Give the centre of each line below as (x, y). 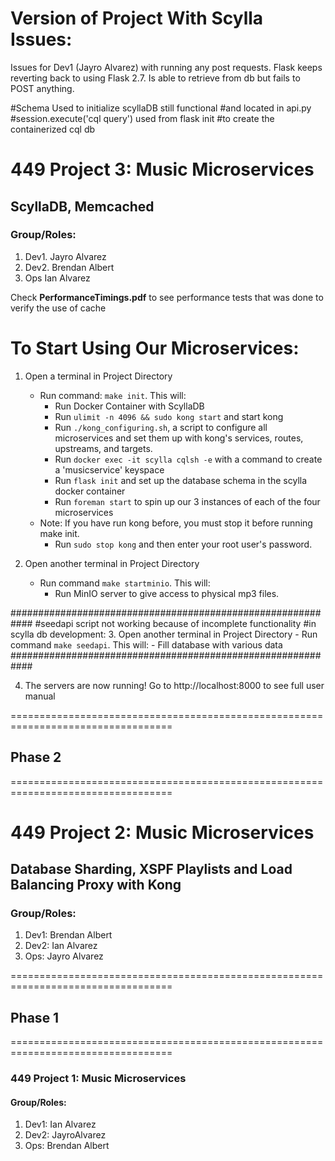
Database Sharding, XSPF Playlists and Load (151, 869)
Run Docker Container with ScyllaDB (129, 406)
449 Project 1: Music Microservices (98, 1079)
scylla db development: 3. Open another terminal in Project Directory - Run (164, 634)
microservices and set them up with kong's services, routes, (179, 438)
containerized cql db (53, 129)
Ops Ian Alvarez (57, 278)
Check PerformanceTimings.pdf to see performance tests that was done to (167, 297)
